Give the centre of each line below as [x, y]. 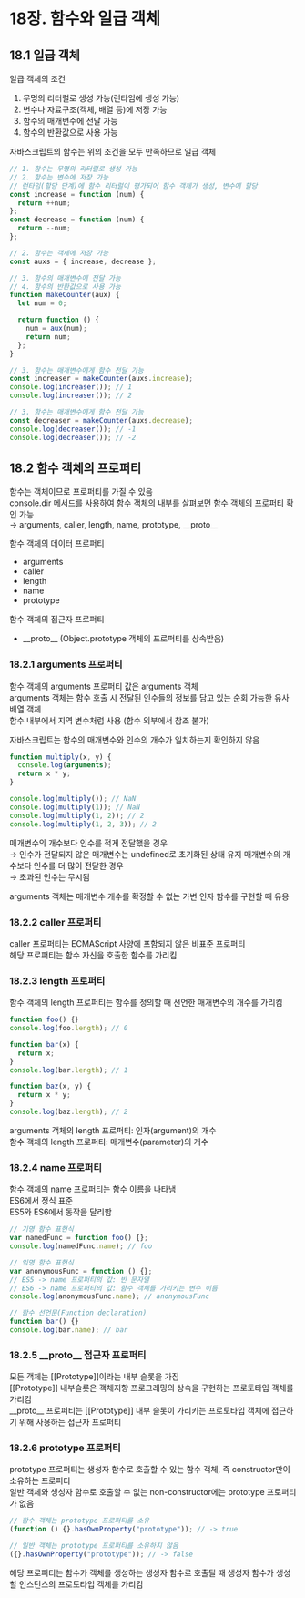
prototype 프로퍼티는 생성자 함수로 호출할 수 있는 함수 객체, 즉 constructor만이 [150, 1470]
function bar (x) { [44, 1044]
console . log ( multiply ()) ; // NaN [73, 799]
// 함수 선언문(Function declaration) [78, 1313]
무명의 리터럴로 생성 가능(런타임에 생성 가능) [101, 98]
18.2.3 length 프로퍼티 [57, 980]
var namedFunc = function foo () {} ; [79, 1238]
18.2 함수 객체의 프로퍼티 [76, 468]
